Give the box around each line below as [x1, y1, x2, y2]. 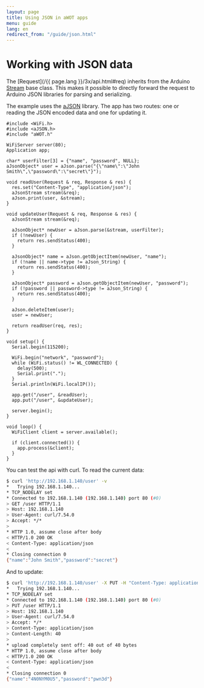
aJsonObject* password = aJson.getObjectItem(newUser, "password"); [12, 280, 189, 286]
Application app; [6, 147, 50, 154]
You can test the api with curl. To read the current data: [6, 466, 144, 474]
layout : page [6, 9, 39, 15]
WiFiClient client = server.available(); [12, 429, 118, 435]
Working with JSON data [6, 58, 133, 72]
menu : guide [6, 20, 36, 26]
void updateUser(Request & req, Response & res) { [6, 211, 137, 218]
